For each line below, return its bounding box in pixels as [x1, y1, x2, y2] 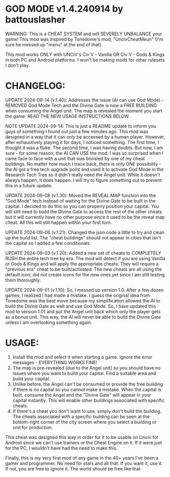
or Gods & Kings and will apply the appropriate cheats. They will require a [5, 261, 159, 267]
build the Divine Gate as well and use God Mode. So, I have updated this [5, 303, 156, 309]
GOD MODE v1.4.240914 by [5, 3, 123, 15]
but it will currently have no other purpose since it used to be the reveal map [5, 214, 165, 220]
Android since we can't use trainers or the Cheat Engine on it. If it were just [5, 439, 162, 445]
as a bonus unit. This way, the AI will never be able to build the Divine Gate [5, 314, 161, 320]
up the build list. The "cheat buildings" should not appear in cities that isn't [5, 235, 161, 241]
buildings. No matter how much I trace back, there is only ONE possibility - [5, 161, 161, 167]
